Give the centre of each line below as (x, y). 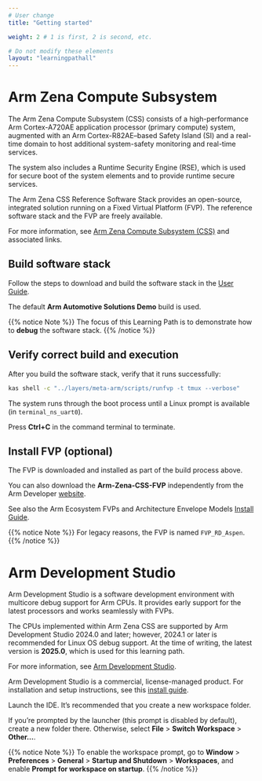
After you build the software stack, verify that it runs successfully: (115, 374)
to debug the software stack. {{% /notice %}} (82, 330)
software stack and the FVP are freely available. (86, 216)
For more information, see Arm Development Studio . (92, 666)
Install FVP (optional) (61, 451)
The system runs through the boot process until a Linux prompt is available (129, 403)
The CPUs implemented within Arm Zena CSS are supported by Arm (118, 626)
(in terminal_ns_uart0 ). (45, 411)
